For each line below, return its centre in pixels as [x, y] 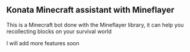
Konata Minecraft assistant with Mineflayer [90, 10]
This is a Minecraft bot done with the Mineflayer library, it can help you [95, 24]
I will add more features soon [43, 43]
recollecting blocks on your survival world [59, 31]
